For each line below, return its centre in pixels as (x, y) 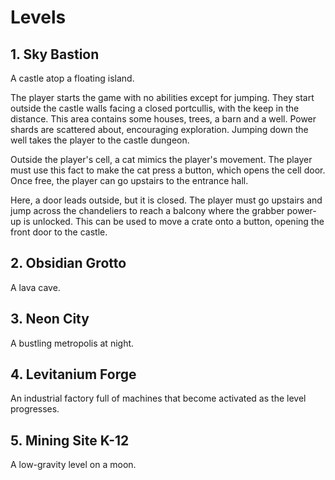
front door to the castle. (59, 232)
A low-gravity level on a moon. (73, 465)
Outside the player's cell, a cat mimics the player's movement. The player (161, 159)
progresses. (35, 409)
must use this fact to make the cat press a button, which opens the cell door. (168, 170)
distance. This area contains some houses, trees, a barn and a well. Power (163, 119)
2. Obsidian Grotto (68, 263)
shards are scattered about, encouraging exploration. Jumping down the (159, 129)
